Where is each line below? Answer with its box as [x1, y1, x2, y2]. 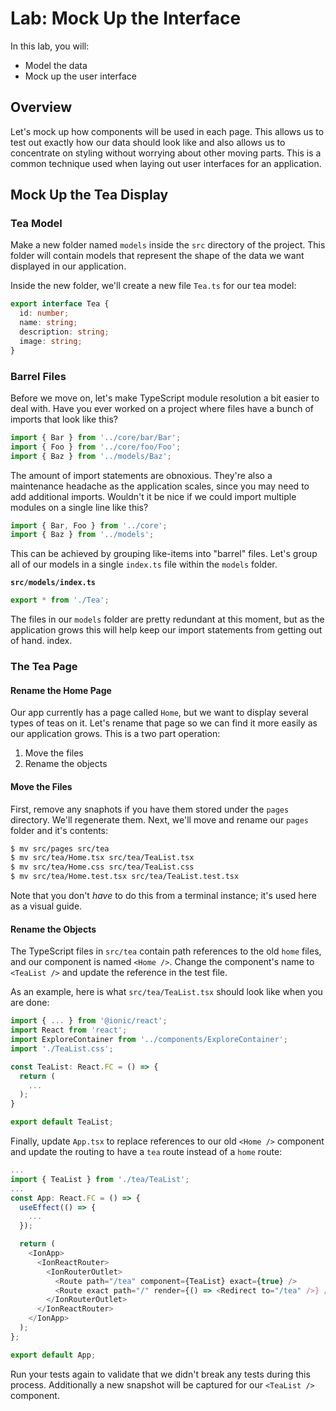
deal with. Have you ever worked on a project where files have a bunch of [10, 402, 314, 414]
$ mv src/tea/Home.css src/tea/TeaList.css [10, 862, 195, 872]
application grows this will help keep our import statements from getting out [10, 624, 323, 636]
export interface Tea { [10, 299, 110, 309]
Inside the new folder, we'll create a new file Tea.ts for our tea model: [10, 280, 297, 292]
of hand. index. [10, 635, 73, 647]
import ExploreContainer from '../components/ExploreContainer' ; [10, 1035, 288, 1045]
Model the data [24, 59, 88, 71]
